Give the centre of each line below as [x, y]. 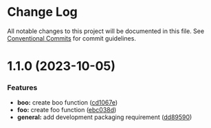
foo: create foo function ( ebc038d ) [67, 110]
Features [22, 88]
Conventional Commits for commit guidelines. [71, 38]
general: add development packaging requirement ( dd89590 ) [104, 117]
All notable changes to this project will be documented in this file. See [106, 31]
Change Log [42, 12]
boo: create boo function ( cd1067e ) [67, 103]
